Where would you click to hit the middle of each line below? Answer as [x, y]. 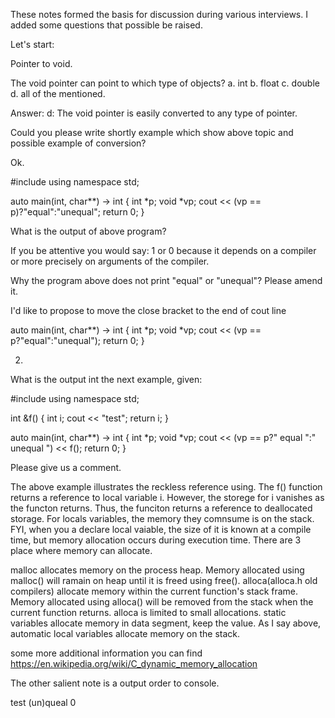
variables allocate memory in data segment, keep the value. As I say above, [166, 623]
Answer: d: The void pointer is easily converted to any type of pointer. [154, 113]
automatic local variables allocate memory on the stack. [125, 633]
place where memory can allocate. [81, 550]
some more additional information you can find [106, 653]
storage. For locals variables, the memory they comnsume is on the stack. [162, 518]
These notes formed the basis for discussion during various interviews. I [159, 14]
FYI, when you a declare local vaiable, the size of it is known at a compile [161, 529]
